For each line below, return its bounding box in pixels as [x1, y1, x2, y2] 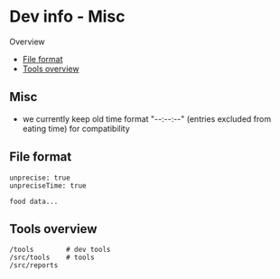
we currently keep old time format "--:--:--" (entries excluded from [22, 113, 272, 124]
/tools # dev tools [9, 246, 111, 255]
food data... [9, 197, 59, 206]
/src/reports [9, 261, 59, 270]
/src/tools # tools [9, 253, 95, 263]
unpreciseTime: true [9, 181, 88, 191]
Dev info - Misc [9, 6, 126, 27]
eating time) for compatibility [22, 123, 131, 134]
